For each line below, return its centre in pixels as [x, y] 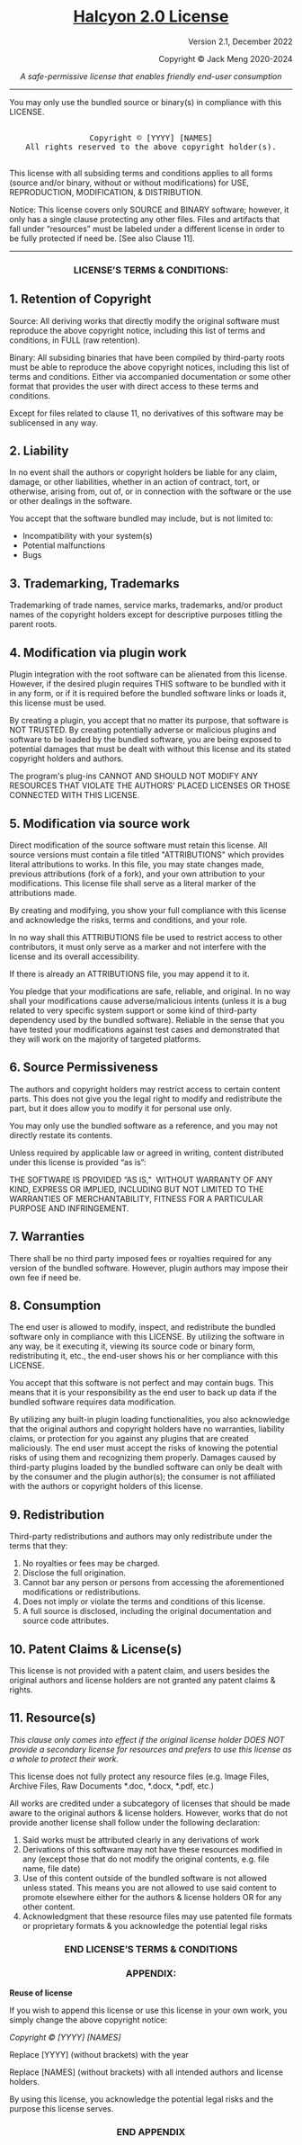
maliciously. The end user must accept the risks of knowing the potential [144, 1448]
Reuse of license [41, 1993]
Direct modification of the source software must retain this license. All [138, 845]
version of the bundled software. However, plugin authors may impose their [149, 1268]
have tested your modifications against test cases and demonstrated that [145, 1029]
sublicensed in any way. [54, 422]
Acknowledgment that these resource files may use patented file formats [157, 1916]
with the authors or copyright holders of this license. [107, 1486]
